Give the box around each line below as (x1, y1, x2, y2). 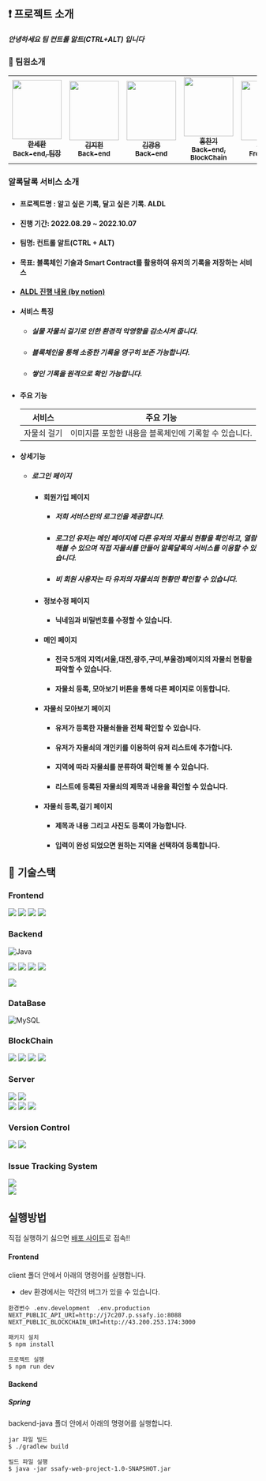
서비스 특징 (19, 307, 54, 316)
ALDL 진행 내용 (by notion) (19, 287, 106, 296)
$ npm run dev (8, 1362, 55, 1371)
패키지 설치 (8, 1334, 39, 1342)
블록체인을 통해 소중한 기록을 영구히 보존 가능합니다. (31, 347, 191, 357)
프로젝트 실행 (8, 1356, 45, 1364)
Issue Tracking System (8, 1160, 98, 1171)
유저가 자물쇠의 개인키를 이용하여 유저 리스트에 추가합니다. (54, 742, 233, 752)
